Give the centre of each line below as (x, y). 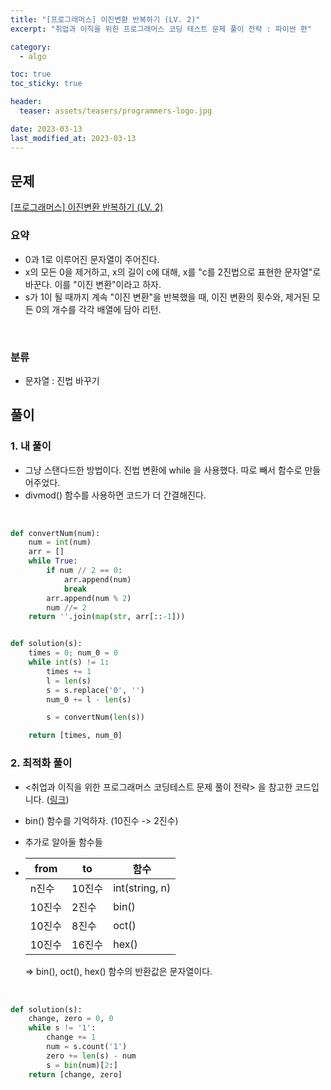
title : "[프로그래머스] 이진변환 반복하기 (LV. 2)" (105, 19)
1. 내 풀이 (31, 446)
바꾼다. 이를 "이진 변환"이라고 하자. (93, 284)
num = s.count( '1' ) (87, 1047)
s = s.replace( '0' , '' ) (95, 690)
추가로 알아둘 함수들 (63, 842)
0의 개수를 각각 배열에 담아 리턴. (98, 309)
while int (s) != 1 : (69, 662)
